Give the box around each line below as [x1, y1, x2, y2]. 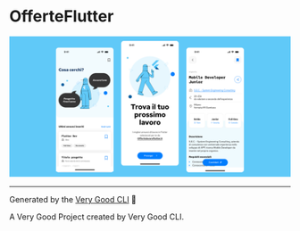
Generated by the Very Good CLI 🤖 [9, 194, 137, 204]
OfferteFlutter [9, 6, 114, 27]
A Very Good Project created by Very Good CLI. [9, 211, 185, 222]
